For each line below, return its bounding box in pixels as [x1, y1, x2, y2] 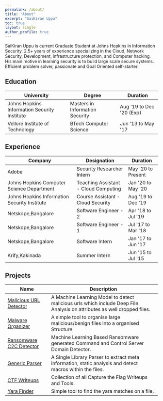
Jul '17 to [128, 221, 150, 228]
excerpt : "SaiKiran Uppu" [5, 16, 57, 21]
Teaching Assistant [77, 179, 120, 186]
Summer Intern [77, 252, 111, 258]
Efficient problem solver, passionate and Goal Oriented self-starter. [5, 64, 139, 69]
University [24, 92, 49, 98]
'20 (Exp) [119, 109, 142, 116]
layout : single [5, 25, 36, 30]
